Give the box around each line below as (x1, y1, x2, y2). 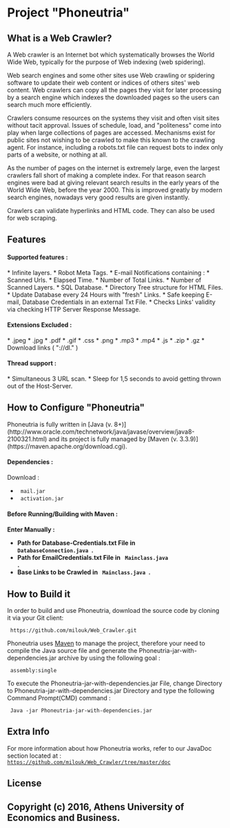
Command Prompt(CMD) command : (7, 694, 112, 703)
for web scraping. (7, 214, 57, 222)
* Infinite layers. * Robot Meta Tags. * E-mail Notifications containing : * (7, 268, 210, 276)
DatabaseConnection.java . (17, 546, 94, 554)
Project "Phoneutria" (7, 5, 129, 21)
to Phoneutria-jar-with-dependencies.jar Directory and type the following (7, 687, 215, 695)
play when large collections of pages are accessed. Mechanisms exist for (7, 129, 216, 137)
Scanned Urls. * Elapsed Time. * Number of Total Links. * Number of (7, 276, 202, 284)
